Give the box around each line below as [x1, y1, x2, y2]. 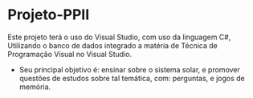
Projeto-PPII [7, 6, 90, 24]
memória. [18, 82, 51, 92]
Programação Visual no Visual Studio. [7, 49, 133, 59]
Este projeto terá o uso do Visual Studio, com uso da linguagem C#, [7, 32, 231, 42]
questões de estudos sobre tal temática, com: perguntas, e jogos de [18, 73, 246, 83]
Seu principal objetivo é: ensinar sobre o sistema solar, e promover [18, 64, 240, 74]
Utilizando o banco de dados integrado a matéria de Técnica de [7, 40, 218, 50]
